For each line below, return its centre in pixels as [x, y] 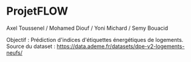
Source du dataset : [31, 46]
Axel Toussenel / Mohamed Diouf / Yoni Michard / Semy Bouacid [87, 28]
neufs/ [15, 52]
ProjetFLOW [37, 11]
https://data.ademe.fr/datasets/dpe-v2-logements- [121, 46]
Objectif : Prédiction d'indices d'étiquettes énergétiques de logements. [95, 40]
